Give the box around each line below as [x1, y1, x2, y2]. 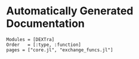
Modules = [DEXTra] [6, 36, 55, 42]
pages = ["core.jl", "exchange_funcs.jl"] [6, 46, 113, 53]
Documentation [6, 17, 85, 30]
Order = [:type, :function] [6, 42, 82, 48]
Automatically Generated [6, 4, 134, 18]
